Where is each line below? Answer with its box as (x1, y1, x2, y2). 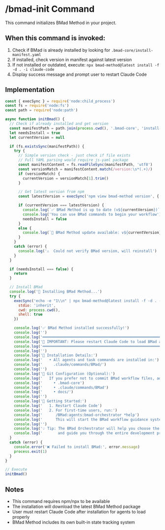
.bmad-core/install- (111, 48, 153, 53)
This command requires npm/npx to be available (12, 499, 110, 504)
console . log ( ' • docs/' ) (14, 390, 74, 395)
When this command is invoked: (5, 34, 106, 42)
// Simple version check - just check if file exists (18, 153, 131, 158)
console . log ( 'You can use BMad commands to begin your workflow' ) (23, 212, 162, 217)
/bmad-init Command (5, 3, 95, 15)
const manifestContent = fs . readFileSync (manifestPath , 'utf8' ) (18, 162, 153, 167)
